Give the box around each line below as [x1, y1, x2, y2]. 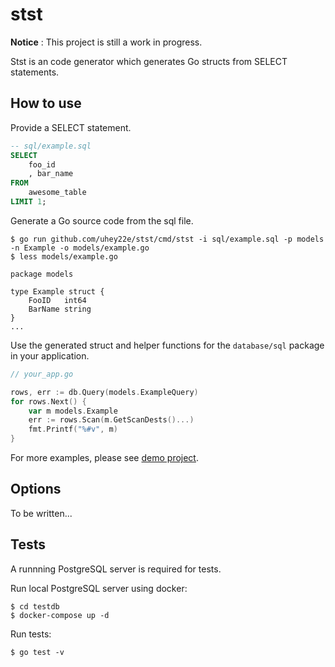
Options [10, 481, 62, 498]
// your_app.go [10, 369, 74, 379]
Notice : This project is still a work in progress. [10, 36, 203, 48]
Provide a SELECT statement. [10, 121, 132, 133]
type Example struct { [10, 286, 105, 297]
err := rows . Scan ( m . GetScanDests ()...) [28, 415, 195, 425]
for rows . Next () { [10, 396, 87, 407]
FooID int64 [28, 295, 87, 305]
